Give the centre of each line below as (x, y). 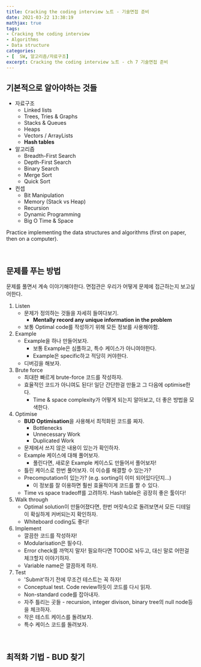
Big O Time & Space (49, 221)
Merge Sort (38, 175)
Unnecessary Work (57, 434)
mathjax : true (24, 23)
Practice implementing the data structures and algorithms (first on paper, (96, 232)
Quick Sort (37, 181)
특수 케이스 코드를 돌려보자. (56, 624)
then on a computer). (32, 239)
